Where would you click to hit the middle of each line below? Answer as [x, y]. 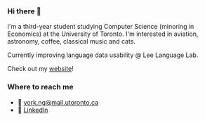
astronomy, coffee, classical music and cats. [71, 42]
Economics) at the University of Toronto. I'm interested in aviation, [103, 34]
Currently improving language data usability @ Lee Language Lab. [103, 55]
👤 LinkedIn [33, 110]
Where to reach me [40, 87]
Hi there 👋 [25, 11]
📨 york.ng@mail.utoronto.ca [58, 102]
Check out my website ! [40, 69]
